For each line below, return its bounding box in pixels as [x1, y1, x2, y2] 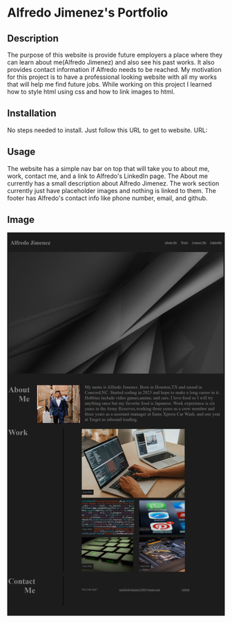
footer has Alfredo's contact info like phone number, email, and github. [7, 194, 209, 202]
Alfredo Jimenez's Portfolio [7, 5, 168, 21]
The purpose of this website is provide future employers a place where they [7, 51, 223, 59]
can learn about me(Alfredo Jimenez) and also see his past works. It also [7, 58, 215, 66]
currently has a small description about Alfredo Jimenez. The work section [7, 179, 220, 188]
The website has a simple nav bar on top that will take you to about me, [7, 164, 210, 172]
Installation [7, 107, 57, 119]
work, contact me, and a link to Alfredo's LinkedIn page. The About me [7, 172, 209, 180]
